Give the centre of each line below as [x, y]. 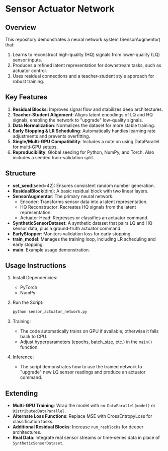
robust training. [28, 81]
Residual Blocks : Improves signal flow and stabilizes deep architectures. [88, 109]
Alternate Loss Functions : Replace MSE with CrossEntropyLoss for [82, 416]
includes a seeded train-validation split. [53, 157]
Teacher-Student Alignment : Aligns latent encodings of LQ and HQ [83, 114]
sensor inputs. [27, 60]
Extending [22, 393]
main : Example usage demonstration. [51, 249]
